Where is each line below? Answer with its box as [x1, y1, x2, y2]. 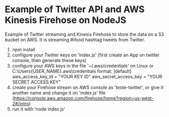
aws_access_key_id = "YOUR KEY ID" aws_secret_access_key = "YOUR [12, 73, 162, 79]
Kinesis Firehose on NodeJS [5, 14, 127, 26]
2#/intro [12, 100, 29, 106]
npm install [12, 46, 36, 52]
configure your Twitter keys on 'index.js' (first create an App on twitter [12, 52, 160, 58]
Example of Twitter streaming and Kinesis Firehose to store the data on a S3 [5, 31, 164, 37]
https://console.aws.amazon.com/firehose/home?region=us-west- [14, 95, 154, 101]
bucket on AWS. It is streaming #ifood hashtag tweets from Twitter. [5, 37, 146, 43]
